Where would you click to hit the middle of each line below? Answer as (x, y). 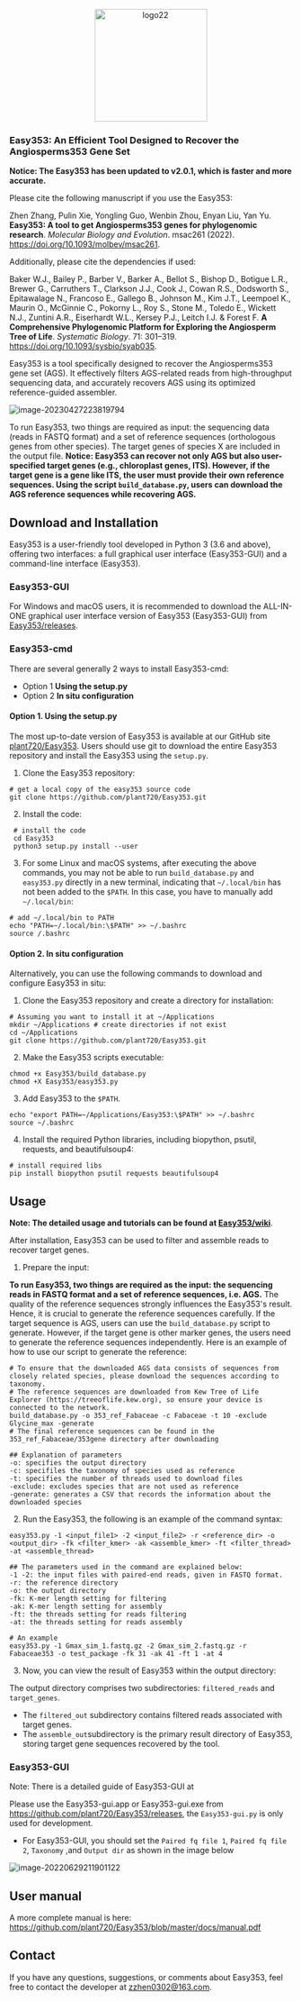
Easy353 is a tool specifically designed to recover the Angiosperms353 (142, 364)
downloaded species (46, 1502)
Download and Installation (84, 523)
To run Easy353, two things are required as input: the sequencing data (139, 427)
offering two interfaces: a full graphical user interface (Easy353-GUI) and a (148, 554)
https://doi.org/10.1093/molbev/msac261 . (84, 244)
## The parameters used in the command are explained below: (126, 1567)
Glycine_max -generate (52, 1423)
